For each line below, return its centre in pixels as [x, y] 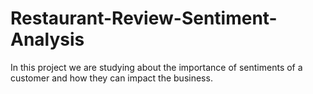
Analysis [47, 39]
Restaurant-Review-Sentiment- [144, 18]
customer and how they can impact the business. [111, 78]
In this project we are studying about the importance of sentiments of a [156, 67]
